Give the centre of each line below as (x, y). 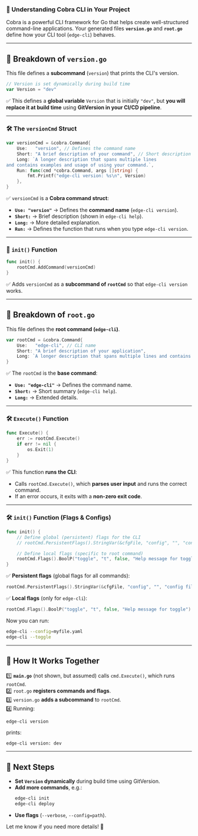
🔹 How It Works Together (53, 661)
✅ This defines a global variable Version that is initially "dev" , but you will (96, 100)
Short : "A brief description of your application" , (81, 351)
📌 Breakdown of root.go (51, 315)
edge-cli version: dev (34, 743)
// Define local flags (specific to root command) (80, 553)
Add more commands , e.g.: (48, 788)
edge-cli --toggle (29, 637)
